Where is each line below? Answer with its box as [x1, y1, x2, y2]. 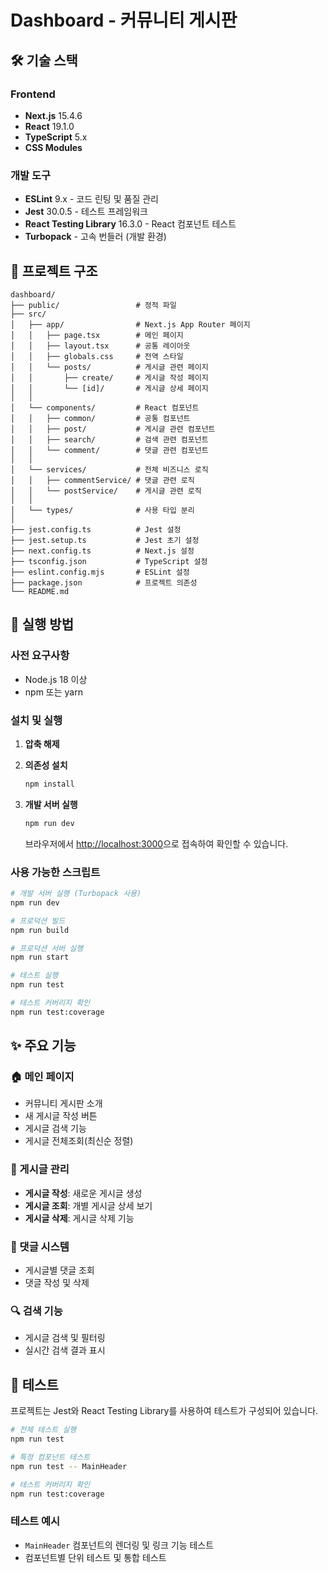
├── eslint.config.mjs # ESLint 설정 [10, 567, 190, 577]
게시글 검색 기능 [24, 1122, 87, 1135]
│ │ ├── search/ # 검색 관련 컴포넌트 [10, 434, 209, 445]
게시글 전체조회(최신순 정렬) [24, 1135, 134, 1147]
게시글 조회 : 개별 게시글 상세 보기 [24, 1199, 153, 1211]
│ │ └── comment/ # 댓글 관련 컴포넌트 [10, 445, 209, 455]
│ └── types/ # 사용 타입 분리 [10, 505, 195, 515]
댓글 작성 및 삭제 [24, 1277, 90, 1289]
